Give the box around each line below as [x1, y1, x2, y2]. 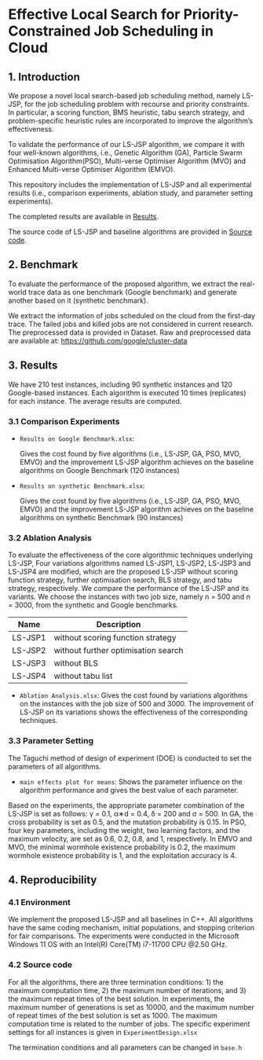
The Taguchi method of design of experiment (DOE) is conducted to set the [8, 753, 253, 763]
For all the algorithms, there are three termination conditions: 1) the [8, 977, 224, 987]
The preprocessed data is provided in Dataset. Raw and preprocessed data [8, 328, 251, 337]
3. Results [8, 359, 58, 372]
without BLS [53, 658, 98, 669]
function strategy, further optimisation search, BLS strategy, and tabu [8, 575, 232, 585]
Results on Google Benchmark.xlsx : [19, 434, 135, 443]
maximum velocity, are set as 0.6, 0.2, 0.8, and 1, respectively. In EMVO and [8, 834, 253, 843]
